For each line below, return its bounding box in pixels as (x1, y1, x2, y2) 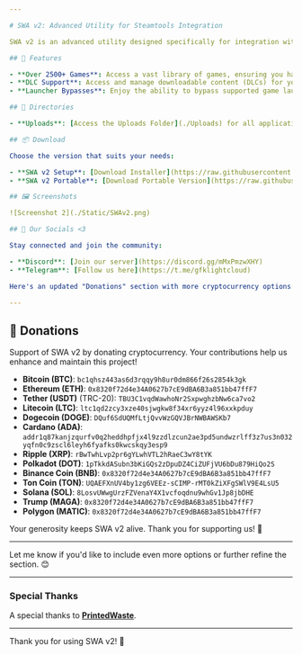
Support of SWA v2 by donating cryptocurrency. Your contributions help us (9, 347, 288, 358)
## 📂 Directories (9, 103, 75, 112)
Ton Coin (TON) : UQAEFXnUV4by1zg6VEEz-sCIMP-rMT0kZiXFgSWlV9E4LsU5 (22, 478, 280, 489)
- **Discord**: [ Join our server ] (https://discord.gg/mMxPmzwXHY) (9, 257, 263, 266)
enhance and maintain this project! (9, 356, 138, 367)
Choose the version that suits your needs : (9, 151, 175, 160)
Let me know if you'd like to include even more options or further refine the (9, 550, 288, 561)
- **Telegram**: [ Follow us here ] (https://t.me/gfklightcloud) (9, 265, 252, 274)
